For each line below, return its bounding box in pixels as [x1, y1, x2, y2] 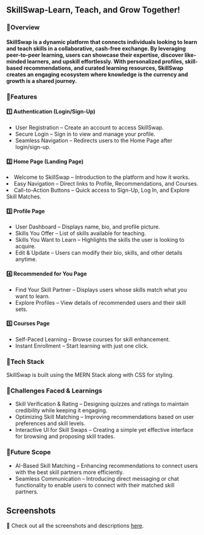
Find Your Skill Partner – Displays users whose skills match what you [15, 286, 188, 293]
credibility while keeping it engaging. [15, 407, 108, 414]
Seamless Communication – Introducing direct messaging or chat [15, 475, 179, 482]
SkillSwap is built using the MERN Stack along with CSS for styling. [6, 371, 174, 379]
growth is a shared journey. [6, 77, 77, 84]
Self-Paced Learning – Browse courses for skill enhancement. [15, 335, 171, 343]
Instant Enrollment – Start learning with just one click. [15, 342, 149, 349]
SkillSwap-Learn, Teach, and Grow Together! [6, 5, 181, 15]
